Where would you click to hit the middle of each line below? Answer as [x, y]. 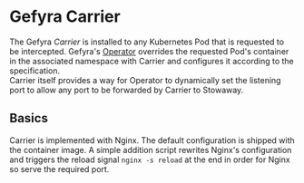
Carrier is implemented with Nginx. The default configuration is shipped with [152, 140]
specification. [35, 71]
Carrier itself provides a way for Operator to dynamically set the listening [145, 80]
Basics [29, 118]
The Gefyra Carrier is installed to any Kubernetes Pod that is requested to [147, 42]
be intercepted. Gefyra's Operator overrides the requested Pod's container [149, 51]
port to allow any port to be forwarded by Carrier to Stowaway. [127, 90]
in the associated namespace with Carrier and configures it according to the [152, 61]
